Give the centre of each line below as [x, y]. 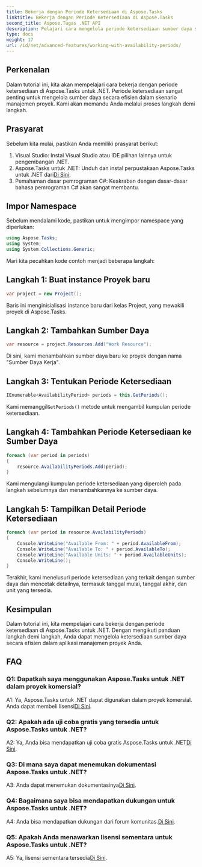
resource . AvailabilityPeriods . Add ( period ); [72, 467]
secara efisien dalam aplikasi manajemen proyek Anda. [74, 643]
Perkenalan [28, 70]
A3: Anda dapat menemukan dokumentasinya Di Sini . [71, 785]
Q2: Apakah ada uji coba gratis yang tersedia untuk [83, 722]
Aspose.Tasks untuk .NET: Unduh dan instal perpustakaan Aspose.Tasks [105, 168]
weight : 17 [20, 40]
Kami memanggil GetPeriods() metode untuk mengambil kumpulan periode [99, 407]
